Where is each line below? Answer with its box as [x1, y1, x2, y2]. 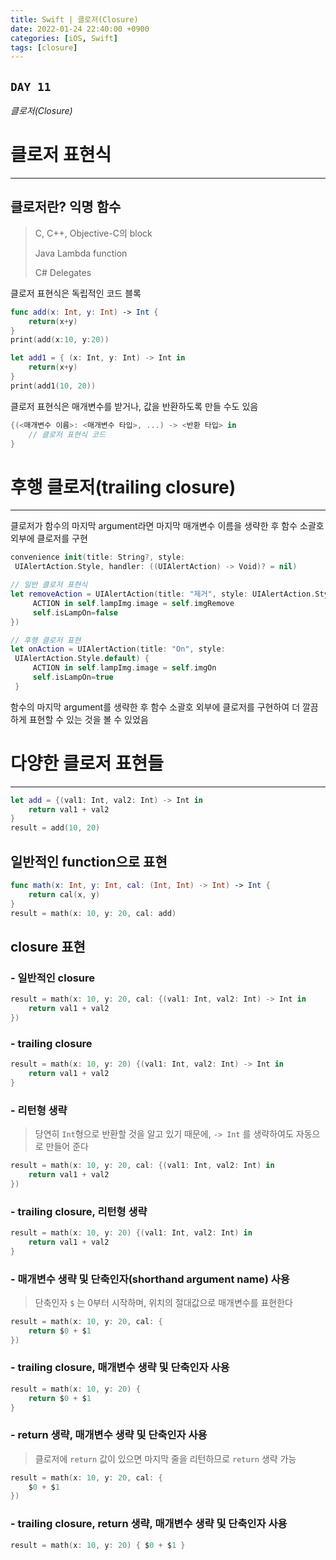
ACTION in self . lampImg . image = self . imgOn [32, 663, 217, 673]
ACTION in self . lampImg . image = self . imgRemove [32, 598, 235, 608]
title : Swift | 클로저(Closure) [10, 14, 139, 25]
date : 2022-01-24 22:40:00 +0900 [10, 24, 150, 34]
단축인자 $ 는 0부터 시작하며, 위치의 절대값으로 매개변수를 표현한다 [34, 1296, 293, 1308]
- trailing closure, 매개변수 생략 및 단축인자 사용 [10, 1361, 230, 1375]
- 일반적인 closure [10, 971, 96, 985]
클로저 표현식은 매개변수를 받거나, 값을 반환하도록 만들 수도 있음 [10, 400, 259, 412]
